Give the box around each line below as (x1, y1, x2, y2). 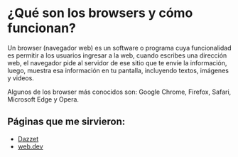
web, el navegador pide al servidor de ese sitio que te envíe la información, (7, 58, 227, 67)
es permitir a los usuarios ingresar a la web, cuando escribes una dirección (7, 51, 227, 60)
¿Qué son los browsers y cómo (7, 5, 193, 21)
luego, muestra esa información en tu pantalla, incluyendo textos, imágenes (7, 66, 229, 75)
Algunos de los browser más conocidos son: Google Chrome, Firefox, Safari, (7, 87, 232, 96)
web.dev (17, 142, 44, 151)
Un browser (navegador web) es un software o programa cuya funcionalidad (7, 43, 232, 52)
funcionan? (7, 20, 77, 36)
